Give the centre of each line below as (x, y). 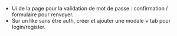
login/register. (29, 27)
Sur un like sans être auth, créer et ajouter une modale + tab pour (91, 21)
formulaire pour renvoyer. (42, 15)
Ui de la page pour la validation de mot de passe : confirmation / (90, 8)
